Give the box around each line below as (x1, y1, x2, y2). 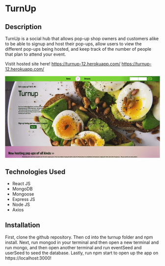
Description (5, 23, 42, 31)
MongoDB (12, 186, 33, 192)
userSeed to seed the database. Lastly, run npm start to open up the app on (5, 250, 159, 256)
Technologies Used (5, 167, 65, 176)
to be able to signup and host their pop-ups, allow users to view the (5, 41, 142, 47)
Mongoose (12, 191, 34, 197)
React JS (12, 181, 31, 187)
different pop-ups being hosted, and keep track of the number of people (5, 46, 151, 52)
